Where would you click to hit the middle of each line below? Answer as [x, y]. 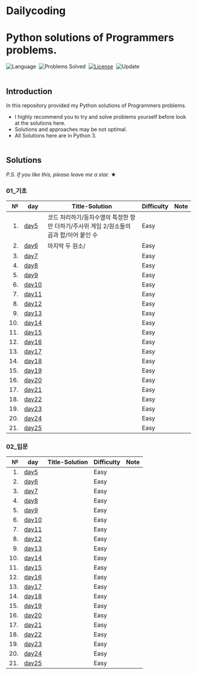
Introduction [29, 91]
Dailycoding [36, 11]
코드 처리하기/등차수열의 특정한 [88, 218]
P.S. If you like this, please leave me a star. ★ [61, 174]
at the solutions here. [40, 123]
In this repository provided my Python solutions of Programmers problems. [96, 105]
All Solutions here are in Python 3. [55, 135]
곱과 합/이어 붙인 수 [73, 235]
